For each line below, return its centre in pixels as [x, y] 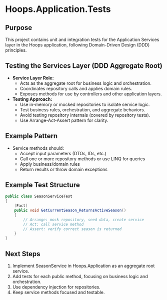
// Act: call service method [53, 224]
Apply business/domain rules [50, 164]
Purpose [19, 28]
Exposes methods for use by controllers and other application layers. [91, 94]
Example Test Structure [42, 185]
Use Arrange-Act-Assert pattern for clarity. [64, 120]
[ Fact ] [21, 206]
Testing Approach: [32, 99]
